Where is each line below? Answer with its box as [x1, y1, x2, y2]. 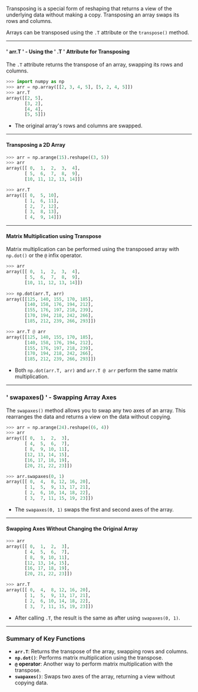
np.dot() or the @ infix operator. [6, 252, 82, 259]
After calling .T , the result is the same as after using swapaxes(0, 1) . [14, 614, 181, 621]
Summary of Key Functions [6, 634, 85, 642]
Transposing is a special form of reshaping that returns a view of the [6, 5, 172, 12]
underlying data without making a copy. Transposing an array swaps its [6, 11, 180, 18]
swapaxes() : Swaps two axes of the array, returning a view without [14, 673, 175, 680]
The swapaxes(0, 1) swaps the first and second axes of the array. [14, 506, 174, 513]
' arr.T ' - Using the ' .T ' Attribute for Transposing [6, 48, 130, 55]
